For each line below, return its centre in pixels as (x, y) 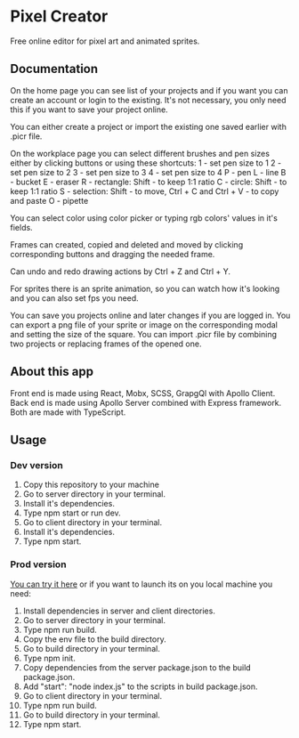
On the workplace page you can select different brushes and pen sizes (140, 153)
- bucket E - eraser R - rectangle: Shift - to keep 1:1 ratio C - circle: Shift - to (149, 182)
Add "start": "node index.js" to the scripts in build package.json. (140, 686)
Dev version (36, 465)
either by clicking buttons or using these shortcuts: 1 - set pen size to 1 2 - (146, 163)
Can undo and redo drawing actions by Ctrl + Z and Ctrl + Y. (120, 271)
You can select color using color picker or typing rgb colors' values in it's (144, 218)
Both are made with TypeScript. (68, 412)
